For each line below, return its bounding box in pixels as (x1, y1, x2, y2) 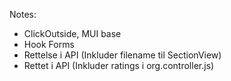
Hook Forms (23, 39, 75, 50)
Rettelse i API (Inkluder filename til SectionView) (23, 49, 222, 61)
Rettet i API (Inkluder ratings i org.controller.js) (23, 60, 215, 71)
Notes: (9, 9, 37, 20)
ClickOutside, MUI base (23, 28, 122, 39)
